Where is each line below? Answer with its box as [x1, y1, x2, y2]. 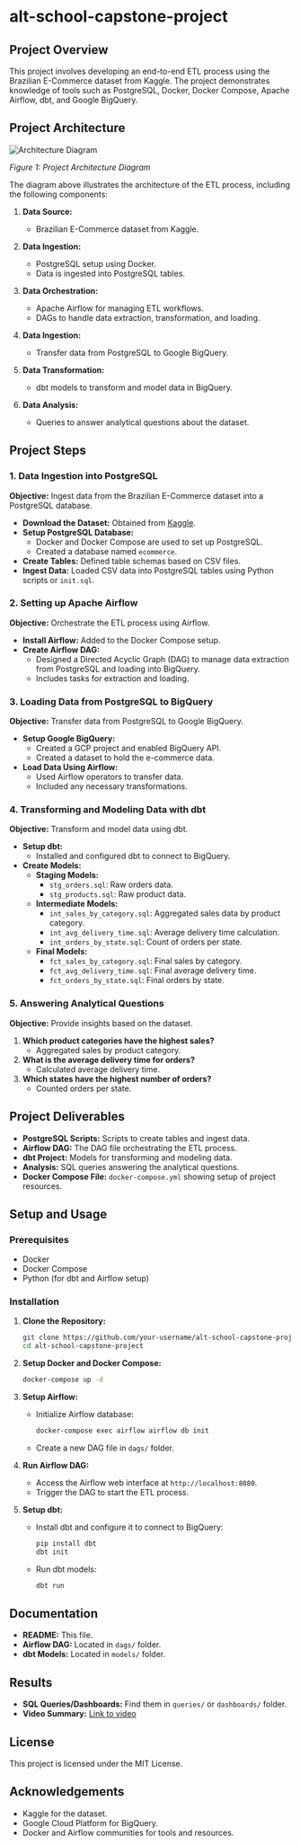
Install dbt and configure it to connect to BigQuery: [35, 1521, 224, 1532]
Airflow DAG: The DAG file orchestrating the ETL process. [22, 1142, 238, 1153]
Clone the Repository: [22, 1316, 106, 1326]
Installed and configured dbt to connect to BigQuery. [35, 851, 231, 862]
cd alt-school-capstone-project [22, 1342, 144, 1351]
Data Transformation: [22, 364, 105, 375]
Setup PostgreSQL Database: [22, 527, 134, 537]
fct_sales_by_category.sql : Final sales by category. [49, 955, 243, 967]
